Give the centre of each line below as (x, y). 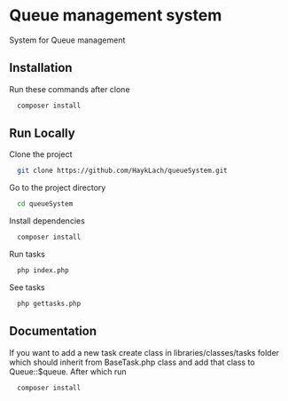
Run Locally (42, 134)
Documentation (53, 331)
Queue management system (116, 16)
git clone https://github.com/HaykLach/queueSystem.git (122, 171)
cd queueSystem (45, 204)
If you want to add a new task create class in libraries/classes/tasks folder (144, 352)
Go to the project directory (58, 188)
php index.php (43, 271)
